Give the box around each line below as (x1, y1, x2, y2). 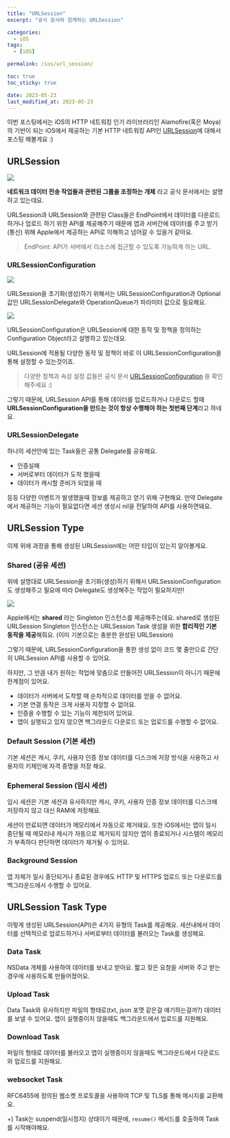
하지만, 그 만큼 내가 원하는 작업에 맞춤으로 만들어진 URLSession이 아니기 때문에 (7, 668, 221, 677)
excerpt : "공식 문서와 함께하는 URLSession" (7, 17, 124, 23)
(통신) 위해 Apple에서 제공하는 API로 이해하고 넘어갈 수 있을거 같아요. (7, 228, 194, 236)
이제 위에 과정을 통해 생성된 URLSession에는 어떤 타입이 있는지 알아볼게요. (7, 541, 208, 549)
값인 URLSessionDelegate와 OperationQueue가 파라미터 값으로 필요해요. (7, 298, 207, 306)
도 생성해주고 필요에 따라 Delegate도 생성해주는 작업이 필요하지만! (7, 586, 185, 594)
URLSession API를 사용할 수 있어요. (14, 653, 111, 662)
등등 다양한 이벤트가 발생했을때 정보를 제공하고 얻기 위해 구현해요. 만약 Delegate (7, 493, 223, 501)
